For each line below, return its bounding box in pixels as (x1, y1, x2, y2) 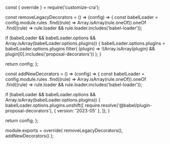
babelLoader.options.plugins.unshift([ (5, 102, 84, 108)
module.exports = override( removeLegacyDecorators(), (5, 127, 123, 133)
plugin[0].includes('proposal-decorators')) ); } (5, 51, 102, 57)
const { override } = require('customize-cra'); (5, 5, 100, 10)
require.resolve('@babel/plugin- (84, 102, 152, 108)
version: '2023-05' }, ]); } (56, 108, 110, 113)
